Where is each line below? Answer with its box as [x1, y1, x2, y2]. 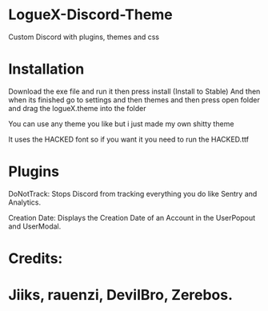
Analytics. [8, 197, 42, 207]
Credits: [8, 249, 63, 267]
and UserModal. [8, 221, 62, 231]
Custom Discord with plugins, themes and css [8, 32, 160, 42]
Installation [8, 60, 85, 78]
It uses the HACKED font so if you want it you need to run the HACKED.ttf [8, 134, 250, 144]
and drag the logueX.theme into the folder [8, 103, 146, 113]
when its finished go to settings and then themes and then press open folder [8, 94, 260, 105]
